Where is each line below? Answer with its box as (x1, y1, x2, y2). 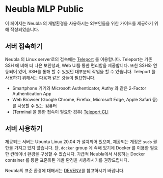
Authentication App (12, 90, 52, 96)
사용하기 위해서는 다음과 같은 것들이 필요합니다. (5, 75, 96, 81)
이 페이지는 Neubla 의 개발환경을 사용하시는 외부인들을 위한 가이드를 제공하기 (5, 20, 153, 26)
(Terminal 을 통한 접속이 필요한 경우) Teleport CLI (12, 109, 109, 115)
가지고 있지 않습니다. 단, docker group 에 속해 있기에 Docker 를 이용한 (14, 145, 149, 150)
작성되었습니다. (10, 26, 40, 32)
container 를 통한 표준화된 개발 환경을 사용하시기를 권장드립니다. (5, 157, 129, 163)
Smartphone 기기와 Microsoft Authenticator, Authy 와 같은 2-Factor (12, 85, 146, 91)
